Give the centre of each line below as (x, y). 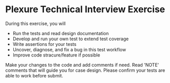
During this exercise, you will (35, 23)
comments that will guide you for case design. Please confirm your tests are (85, 70)
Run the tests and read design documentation (60, 33)
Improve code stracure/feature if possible (56, 55)
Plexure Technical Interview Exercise (85, 9)
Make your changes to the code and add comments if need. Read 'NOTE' (82, 65)
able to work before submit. (34, 75)
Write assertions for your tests (44, 44)
